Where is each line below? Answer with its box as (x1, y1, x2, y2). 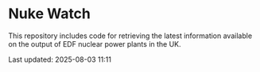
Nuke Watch (8, 5, 91, 23)
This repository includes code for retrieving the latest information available (8, 31, 253, 40)
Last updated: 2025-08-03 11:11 (8, 55, 111, 64)
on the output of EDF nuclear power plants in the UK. (8, 39, 181, 48)
